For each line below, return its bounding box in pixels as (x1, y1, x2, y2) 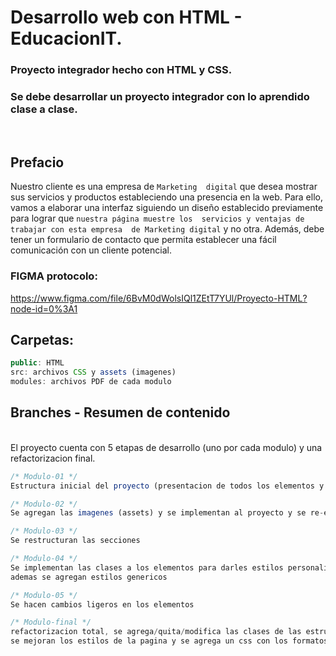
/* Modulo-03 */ (10, 526, 78, 536)
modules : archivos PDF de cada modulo (10, 377, 172, 387)
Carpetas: (10, 331, 74, 348)
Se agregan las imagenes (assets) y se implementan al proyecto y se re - (10, 508, 325, 518)
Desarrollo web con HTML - (10, 6, 243, 29)
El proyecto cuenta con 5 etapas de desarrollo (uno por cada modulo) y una (10, 441, 323, 453)
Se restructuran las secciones (10, 536, 141, 546)
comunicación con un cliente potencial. (10, 244, 172, 256)
